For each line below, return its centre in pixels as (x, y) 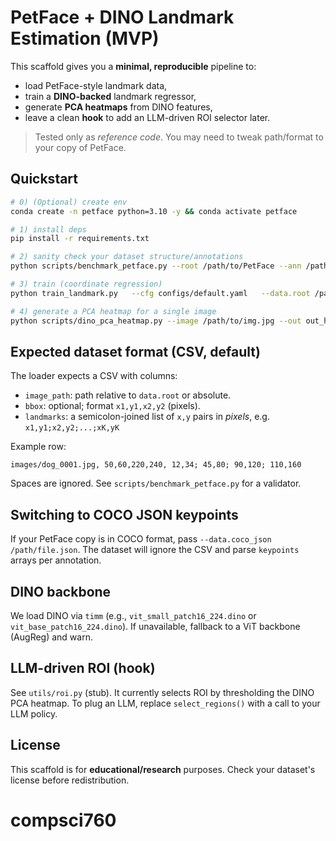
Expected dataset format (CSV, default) (135, 351)
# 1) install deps (48, 229)
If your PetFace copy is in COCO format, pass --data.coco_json (141, 539)
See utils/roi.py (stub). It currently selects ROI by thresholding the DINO (162, 692)
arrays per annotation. (56, 560)
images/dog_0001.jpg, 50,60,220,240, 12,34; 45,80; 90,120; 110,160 (156, 465)
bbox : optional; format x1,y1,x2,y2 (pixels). (112, 406)
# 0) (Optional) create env (69, 202)
